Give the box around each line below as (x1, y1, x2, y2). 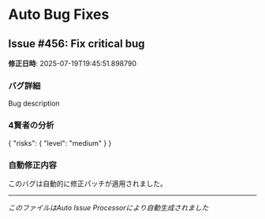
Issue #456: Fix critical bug (8, 37, 145, 50)
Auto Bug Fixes (8, 6, 110, 24)
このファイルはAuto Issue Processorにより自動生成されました (8, 202, 209, 212)
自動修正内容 (8, 159, 58, 170)
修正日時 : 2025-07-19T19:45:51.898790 (8, 59, 136, 68)
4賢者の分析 (8, 120, 54, 131)
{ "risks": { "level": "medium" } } (8, 138, 112, 147)
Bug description (8, 98, 61, 108)
